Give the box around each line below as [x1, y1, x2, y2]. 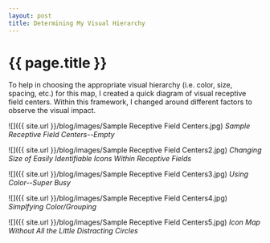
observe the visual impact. [8, 106, 96, 115]
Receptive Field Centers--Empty [8, 130, 115, 140]
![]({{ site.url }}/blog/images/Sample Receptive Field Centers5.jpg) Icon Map [8, 217, 261, 227]
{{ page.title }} [8, 54, 108, 72]
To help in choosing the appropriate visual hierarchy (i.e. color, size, [8, 80, 233, 90]
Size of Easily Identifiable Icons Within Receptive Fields [8, 154, 191, 164]
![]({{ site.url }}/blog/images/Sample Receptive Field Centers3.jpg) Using [8, 169, 249, 179]
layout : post [8, 11, 52, 20]
